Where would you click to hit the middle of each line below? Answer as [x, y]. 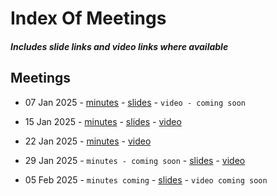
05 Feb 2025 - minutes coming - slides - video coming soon [146, 179]
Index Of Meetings [88, 18]
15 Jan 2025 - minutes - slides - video [103, 121]
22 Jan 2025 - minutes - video [88, 141]
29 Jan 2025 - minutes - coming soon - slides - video [135, 160]
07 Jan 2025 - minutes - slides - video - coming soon [135, 102]
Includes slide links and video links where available [119, 46]
